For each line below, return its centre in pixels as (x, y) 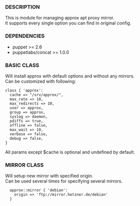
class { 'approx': (24, 90)
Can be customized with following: (41, 81)
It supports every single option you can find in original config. (68, 23)
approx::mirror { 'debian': (39, 191)
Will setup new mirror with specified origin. (49, 176)
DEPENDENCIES (25, 36)
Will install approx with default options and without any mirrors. (70, 76)
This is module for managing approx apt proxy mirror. (60, 18)
